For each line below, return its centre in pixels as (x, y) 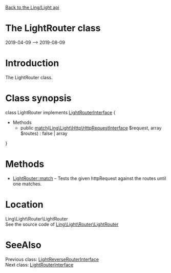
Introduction (32, 63)
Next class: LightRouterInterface (39, 265)
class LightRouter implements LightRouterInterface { (60, 112)
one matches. (27, 184)
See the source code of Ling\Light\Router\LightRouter (62, 224)
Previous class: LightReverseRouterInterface (52, 259)
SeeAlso (24, 245)
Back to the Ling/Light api (33, 7)
